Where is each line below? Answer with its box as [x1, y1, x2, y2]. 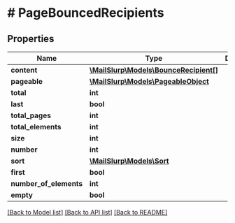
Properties [7, 33, 55, 45]
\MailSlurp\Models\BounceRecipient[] [90, 65, 219, 75]
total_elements [10, 122, 62, 131]
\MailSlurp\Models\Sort [90, 156, 169, 166]
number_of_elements [10, 179, 83, 188]
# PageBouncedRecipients [7, 5, 164, 21]
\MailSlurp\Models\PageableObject [90, 77, 210, 86]
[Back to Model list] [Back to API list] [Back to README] [7, 208, 168, 216]
